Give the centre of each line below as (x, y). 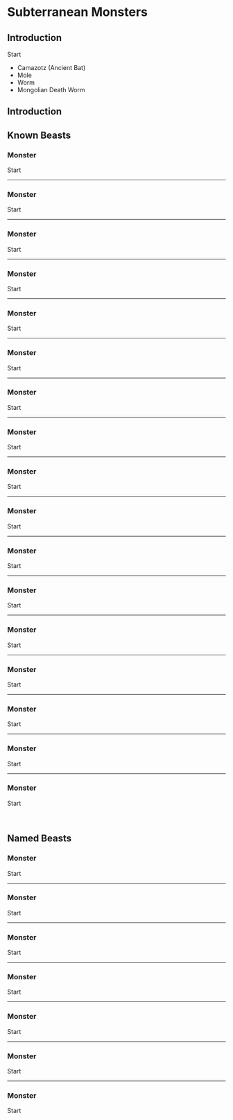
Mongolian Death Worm (51, 90)
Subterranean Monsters (77, 12)
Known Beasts (39, 135)
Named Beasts (39, 839)
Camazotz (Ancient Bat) (51, 68)
